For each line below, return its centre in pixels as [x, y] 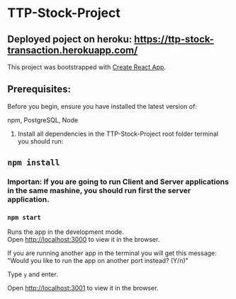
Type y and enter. [33, 274]
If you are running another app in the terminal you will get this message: [112, 253]
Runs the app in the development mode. [66, 232]
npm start [24, 218]
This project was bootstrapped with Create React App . [87, 67]
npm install [34, 163]
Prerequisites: [39, 89]
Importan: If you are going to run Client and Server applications [118, 182]
